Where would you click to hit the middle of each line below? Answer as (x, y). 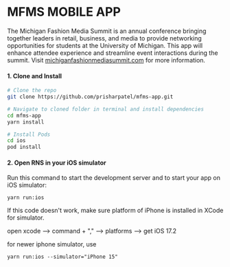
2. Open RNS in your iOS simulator (57, 163)
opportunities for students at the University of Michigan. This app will (105, 45)
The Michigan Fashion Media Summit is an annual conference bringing (107, 31)
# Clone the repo (32, 91)
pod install (24, 147)
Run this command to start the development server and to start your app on (114, 178)
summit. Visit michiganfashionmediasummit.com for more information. (106, 60)
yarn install (26, 122)
